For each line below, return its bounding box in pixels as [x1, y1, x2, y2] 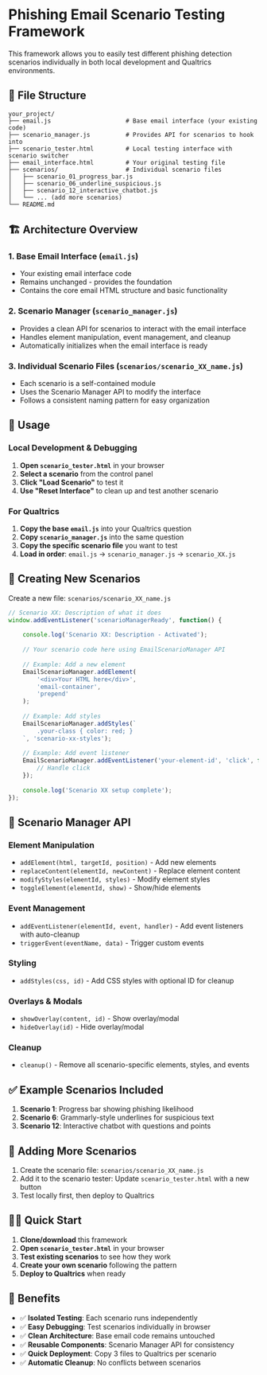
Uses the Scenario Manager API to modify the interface [19, 388, 201, 397]
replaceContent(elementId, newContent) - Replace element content [19, 866, 241, 876]
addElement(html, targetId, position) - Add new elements [19, 858, 217, 867]
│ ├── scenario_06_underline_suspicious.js [8, 179, 161, 188]
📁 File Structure [8, 89, 87, 103]
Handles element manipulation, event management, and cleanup [19, 332, 231, 341]
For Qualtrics [8, 505, 60, 516]
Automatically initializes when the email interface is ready [19, 341, 208, 350]
